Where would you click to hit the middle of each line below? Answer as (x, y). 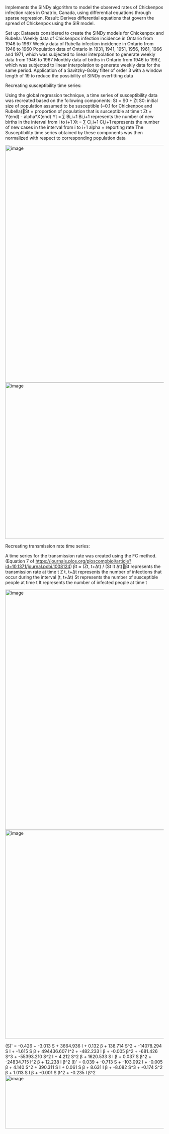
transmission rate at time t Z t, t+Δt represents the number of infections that (83, 572)
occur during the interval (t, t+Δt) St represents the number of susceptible (82, 577)
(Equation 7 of (20, 561)
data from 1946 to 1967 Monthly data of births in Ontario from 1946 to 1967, (83, 60)
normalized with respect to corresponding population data (65, 138)
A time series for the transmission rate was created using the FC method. (81, 556)
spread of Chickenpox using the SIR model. (50, 23)
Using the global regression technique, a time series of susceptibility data (81, 95)
